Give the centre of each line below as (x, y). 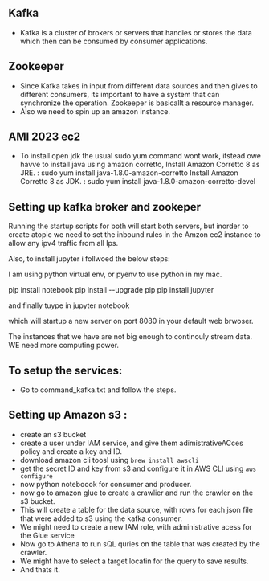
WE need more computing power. (63, 346)
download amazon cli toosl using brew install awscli (109, 460)
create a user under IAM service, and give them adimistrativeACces (131, 443)
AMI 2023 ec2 (45, 137)
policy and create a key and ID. (71, 451)
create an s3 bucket (53, 434)
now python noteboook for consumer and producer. (106, 484)
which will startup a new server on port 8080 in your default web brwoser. (131, 321)
